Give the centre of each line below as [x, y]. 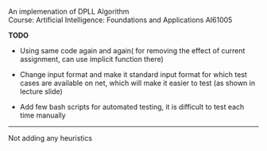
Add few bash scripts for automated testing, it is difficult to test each [132, 107]
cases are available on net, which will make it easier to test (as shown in [137, 83]
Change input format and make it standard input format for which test [133, 74]
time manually [43, 115]
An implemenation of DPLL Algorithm [69, 12]
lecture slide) [41, 91]
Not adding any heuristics [50, 138]
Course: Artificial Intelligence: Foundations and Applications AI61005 [120, 20]
